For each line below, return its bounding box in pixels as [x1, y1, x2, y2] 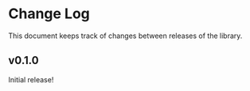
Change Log [8, 5, 90, 23]
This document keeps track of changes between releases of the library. [8, 31, 243, 40]
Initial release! [8, 74, 54, 84]
